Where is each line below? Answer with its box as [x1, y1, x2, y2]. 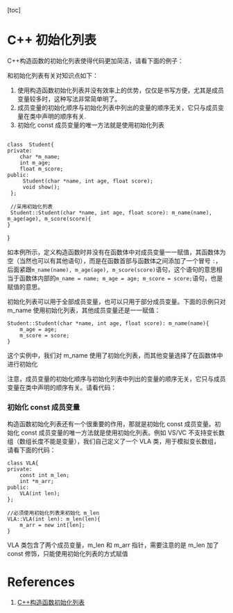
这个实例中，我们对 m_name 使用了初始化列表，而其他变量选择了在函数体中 [7, 351, 223, 360]
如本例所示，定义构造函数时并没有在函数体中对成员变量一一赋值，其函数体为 [7, 248, 226, 256]
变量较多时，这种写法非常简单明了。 [17, 94, 121, 103]
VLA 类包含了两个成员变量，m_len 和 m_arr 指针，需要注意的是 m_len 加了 [7, 541, 220, 549]
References [7, 574, 75, 589]
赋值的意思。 [7, 283, 44, 291]
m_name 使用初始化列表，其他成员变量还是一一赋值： [7, 306, 161, 314]
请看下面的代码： [7, 446, 56, 454]
